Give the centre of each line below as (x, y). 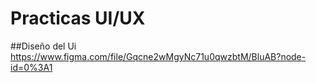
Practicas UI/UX (78, 18)
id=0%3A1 (31, 67)
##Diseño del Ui (43, 46)
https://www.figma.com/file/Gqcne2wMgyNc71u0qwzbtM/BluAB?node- (158, 56)
